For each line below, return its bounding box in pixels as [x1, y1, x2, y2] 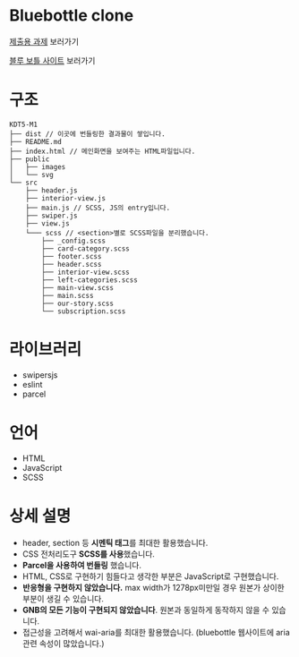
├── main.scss [41, 291, 94, 300]
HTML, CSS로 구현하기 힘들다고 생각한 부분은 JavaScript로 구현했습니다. [21, 570, 279, 582]
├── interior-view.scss [41, 268, 130, 277]
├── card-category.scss [41, 243, 130, 253]
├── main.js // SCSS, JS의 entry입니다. [25, 203, 171, 212]
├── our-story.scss [41, 299, 115, 308]
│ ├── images [9, 162, 66, 171]
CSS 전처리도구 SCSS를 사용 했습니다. [21, 548, 155, 559]
